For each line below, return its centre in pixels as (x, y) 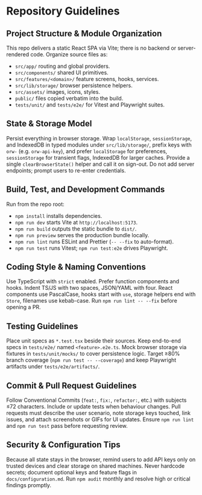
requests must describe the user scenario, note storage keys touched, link (99, 413)
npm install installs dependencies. (58, 215)
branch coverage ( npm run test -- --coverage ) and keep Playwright (91, 360)
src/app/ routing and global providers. (62, 66)
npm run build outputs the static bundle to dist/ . (76, 229)
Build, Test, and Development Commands (86, 190)
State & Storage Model (49, 124)
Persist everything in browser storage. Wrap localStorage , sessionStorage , (99, 138)
